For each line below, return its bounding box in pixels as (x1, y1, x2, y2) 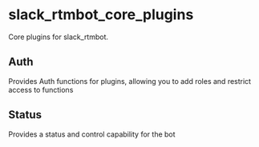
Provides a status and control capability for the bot (8, 129, 176, 139)
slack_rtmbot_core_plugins (8, 6, 194, 24)
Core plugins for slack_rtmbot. (8, 32, 109, 42)
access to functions (8, 85, 74, 94)
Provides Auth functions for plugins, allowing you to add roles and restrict (8, 76, 251, 85)
